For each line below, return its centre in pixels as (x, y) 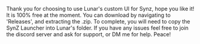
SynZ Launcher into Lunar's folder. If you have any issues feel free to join (98, 28)
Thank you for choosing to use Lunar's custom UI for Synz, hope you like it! (100, 9)
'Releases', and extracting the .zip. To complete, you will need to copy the (98, 21)
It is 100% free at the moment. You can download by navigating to (88, 15)
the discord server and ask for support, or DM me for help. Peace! (89, 34)
